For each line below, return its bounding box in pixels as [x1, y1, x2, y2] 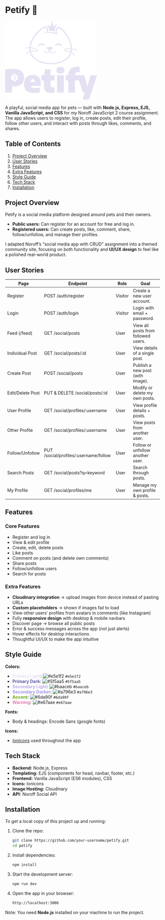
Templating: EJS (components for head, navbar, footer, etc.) [12, 770, 135, 776]
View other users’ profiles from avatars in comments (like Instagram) [12, 610, 151, 616]
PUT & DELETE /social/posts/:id [44, 390, 108, 396]
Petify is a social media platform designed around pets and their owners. [5, 212, 152, 217]
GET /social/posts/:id [44, 350, 86, 356]
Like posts [12, 550, 33, 556]
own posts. [133, 395, 156, 401]
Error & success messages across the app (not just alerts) [12, 626, 130, 632]
